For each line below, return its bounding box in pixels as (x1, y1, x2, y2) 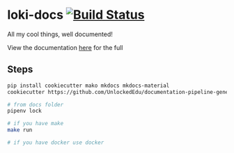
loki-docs (7, 7, 64, 23)
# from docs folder (7, 101, 64, 108)
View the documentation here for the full (7, 43, 123, 51)
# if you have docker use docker (7, 139, 104, 146)
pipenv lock (7, 108, 42, 115)
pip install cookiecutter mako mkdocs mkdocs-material (7, 82, 170, 89)
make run (7, 127, 33, 134)
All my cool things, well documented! (7, 30, 114, 38)
